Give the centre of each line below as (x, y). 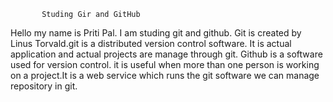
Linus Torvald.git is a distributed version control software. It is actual (151, 43)
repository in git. (44, 86)
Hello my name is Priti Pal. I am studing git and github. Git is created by (156, 33)
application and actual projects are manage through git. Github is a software (166, 54)
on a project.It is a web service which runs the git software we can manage (165, 75)
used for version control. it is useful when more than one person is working (165, 64)
